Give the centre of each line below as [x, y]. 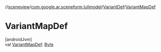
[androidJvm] [19, 39]
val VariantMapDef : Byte [29, 44]
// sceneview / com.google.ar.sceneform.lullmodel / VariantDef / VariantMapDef [80, 7]
